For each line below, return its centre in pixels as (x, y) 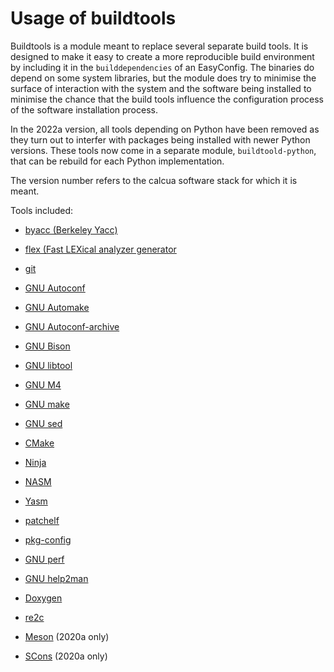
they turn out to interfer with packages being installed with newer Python (160, 139)
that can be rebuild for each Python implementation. (117, 161)
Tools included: (42, 210)
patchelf (42, 520)
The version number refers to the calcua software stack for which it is (154, 180)
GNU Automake (57, 307)
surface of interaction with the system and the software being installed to (161, 88)
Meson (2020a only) (67, 636)
